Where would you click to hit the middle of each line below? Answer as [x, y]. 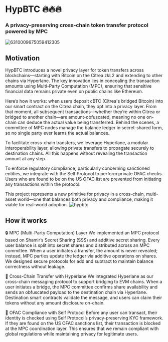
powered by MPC [27, 32]
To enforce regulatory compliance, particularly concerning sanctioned [77, 168]
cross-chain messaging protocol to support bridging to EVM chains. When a [84, 282]
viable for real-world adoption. [37, 205]
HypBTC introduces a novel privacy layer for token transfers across [74, 70]
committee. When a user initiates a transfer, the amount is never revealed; [81, 251]
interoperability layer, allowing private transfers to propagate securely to [80, 148]
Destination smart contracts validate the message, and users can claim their [83, 298]
